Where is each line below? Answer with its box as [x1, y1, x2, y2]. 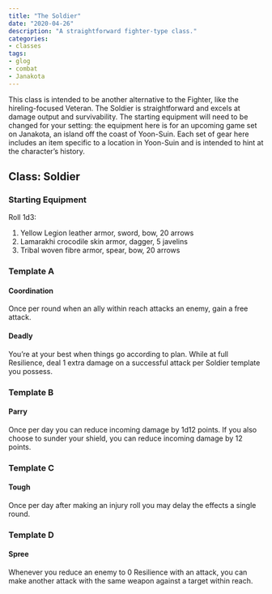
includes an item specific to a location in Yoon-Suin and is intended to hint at [8, 137, 264, 147]
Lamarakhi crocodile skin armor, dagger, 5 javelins [19, 237, 189, 247]
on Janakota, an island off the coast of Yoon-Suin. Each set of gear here [8, 129, 249, 139]
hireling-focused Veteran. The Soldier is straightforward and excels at [8, 103, 240, 113]
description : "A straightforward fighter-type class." [8, 27, 198, 35]
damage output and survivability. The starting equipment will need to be [8, 111, 249, 122]
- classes [8, 42, 42, 50]
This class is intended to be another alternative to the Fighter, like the [8, 94, 239, 104]
